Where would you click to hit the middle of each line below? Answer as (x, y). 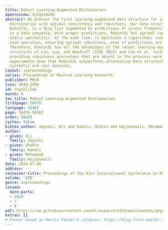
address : (14, 169)
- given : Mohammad (24, 155)
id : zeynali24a (21, 89)
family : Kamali (25, 150)
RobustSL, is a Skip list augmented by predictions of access (76, 29)
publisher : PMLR (22, 80)
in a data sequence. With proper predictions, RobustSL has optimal (82, 33)
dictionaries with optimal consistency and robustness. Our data (79, 24)
